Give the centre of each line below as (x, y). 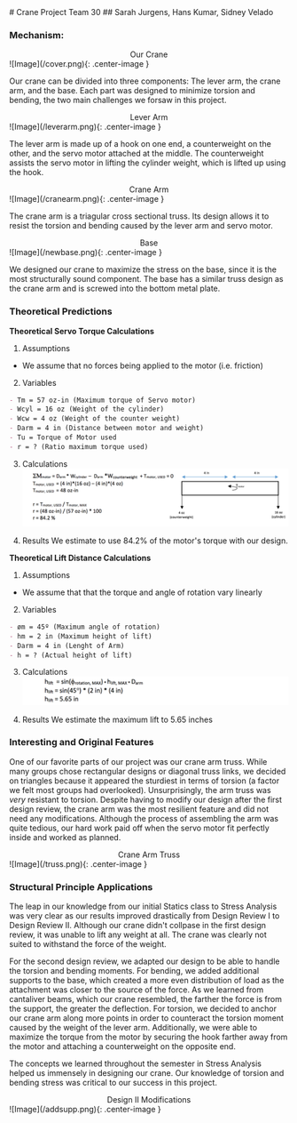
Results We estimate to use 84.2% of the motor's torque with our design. (155, 541)
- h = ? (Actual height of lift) (71, 655)
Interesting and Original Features (82, 742)
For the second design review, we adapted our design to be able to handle (145, 961)
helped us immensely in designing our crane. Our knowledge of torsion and (147, 1073)
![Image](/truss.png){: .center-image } (78, 863)
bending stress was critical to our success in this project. (113, 1083)
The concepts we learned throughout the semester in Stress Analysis (135, 1063)
